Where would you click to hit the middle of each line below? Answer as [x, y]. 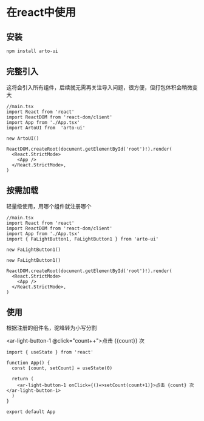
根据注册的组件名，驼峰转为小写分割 [52, 328]
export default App [31, 412]
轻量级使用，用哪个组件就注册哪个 [49, 206]
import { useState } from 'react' [50, 352]
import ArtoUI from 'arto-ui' [46, 128]
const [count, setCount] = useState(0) [62, 368]
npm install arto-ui [32, 51]
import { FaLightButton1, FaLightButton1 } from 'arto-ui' [83, 239]
